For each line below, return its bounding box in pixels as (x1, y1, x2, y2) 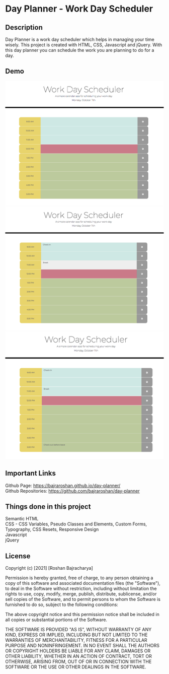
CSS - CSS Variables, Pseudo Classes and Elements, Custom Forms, (5, 521, 147, 527)
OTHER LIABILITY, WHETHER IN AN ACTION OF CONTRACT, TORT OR (5, 653, 152, 659)
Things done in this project (5, 502, 91, 511)
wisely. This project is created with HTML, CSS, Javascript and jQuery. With (5, 42, 162, 48)
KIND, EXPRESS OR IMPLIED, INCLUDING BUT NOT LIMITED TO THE (5, 632, 148, 638)
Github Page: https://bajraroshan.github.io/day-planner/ (5, 482, 121, 489)
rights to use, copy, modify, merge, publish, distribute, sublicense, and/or (5, 591, 157, 597)
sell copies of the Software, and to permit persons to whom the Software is (5, 596, 161, 602)
